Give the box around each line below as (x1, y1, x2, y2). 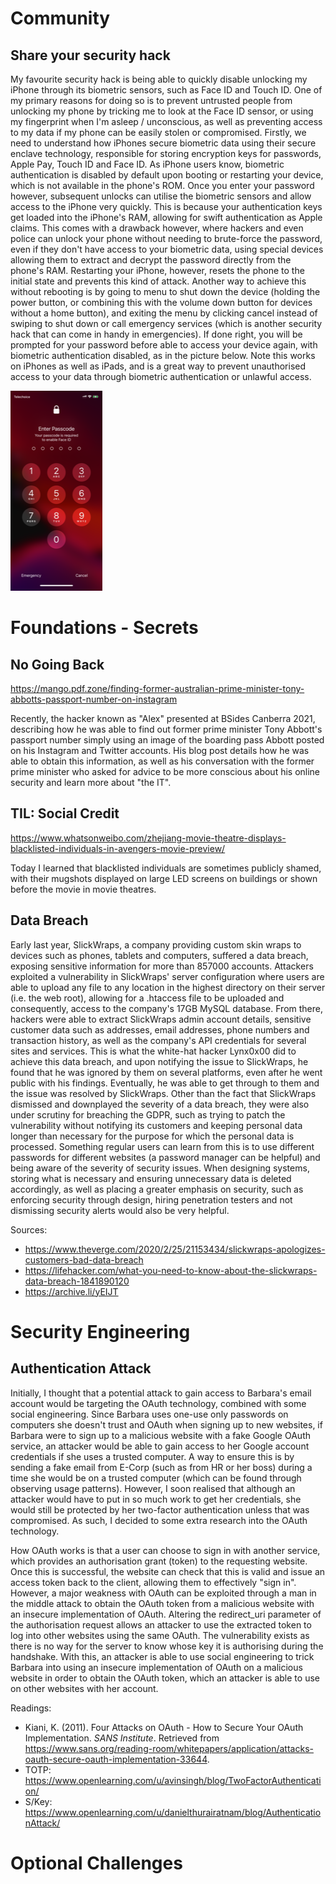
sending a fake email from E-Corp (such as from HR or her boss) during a (10, 1461, 313, 1473)
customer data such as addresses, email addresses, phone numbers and (10, 1023, 310, 1036)
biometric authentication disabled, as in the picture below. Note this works (10, 350, 316, 361)
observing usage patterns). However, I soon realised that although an (10, 1482, 296, 1494)
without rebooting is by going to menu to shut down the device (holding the (10, 286, 321, 297)
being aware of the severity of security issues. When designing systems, (10, 1162, 310, 1174)
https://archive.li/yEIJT (24, 1285, 119, 1297)
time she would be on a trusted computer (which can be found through (10, 1472, 302, 1484)
